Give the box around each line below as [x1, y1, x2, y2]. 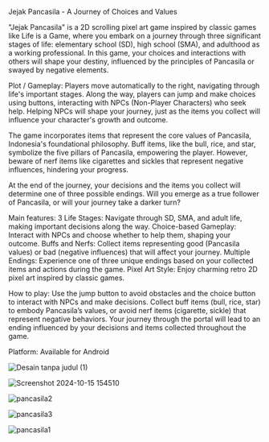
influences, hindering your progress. [8, 165, 128, 174]
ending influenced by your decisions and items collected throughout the [8, 323, 247, 333]
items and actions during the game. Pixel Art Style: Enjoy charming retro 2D [8, 265, 259, 274]
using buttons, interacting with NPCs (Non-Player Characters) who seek [8, 98, 247, 107]
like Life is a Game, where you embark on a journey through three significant [8, 31, 261, 40]
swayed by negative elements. [8, 65, 109, 75]
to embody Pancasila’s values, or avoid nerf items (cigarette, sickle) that [8, 306, 247, 315]
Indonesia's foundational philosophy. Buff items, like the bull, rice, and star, [8, 139, 256, 148]
